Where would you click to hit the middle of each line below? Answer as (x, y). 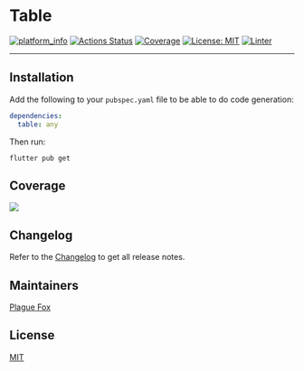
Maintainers (44, 285)
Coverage (38, 185)
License (32, 335)
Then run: (28, 142)
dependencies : (36, 116)
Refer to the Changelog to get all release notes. (97, 257)
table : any (38, 124)
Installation (42, 78)
